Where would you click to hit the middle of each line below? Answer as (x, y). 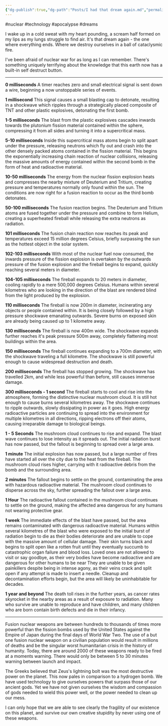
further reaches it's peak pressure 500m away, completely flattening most (81, 336)
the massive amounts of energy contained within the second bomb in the (80, 161)
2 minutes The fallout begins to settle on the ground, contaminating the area (84, 479)
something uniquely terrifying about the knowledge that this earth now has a (84, 65)
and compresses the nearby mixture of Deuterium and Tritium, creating (78, 182)
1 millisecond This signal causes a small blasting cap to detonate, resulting (82, 99)
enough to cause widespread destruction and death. (59, 362)
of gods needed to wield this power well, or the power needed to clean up (81, 692)
